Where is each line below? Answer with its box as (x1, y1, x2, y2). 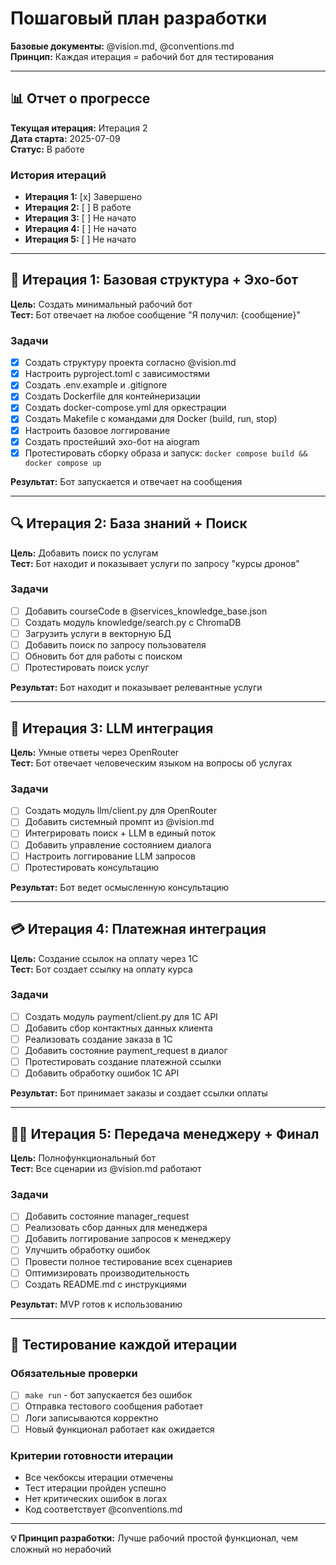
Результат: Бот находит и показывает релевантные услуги (10, 682, 263, 694)
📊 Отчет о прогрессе (10, 90, 151, 107)
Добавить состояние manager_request (24, 1210, 190, 1222)
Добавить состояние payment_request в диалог (24, 1044, 228, 1056)
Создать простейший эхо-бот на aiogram (24, 435, 200, 447)
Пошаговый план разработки (10, 7, 268, 30)
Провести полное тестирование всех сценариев (24, 1255, 233, 1267)
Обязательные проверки (10, 1367, 138, 1381)
